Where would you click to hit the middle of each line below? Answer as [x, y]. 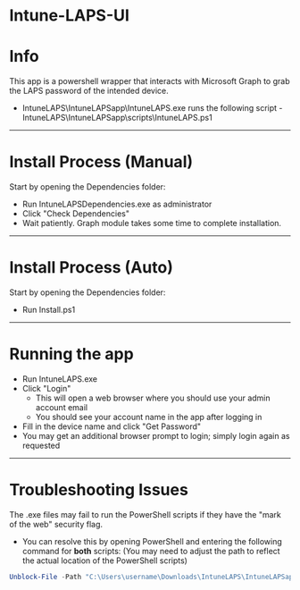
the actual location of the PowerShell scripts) [104, 560]
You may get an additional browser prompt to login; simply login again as [156, 435]
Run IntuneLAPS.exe [60, 379]
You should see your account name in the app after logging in [149, 417]
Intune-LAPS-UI [69, 16]
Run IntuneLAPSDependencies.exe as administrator [117, 204]
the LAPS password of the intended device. [89, 91]
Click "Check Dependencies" [75, 214]
